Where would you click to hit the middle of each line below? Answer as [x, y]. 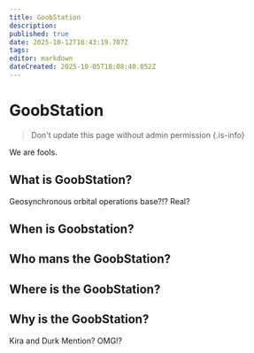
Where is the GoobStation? [85, 289]
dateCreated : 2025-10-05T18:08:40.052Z [83, 67]
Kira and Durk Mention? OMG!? [66, 341]
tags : [19, 50]
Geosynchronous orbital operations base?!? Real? [100, 201]
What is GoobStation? [71, 180]
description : [33, 26]
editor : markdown [41, 58]
